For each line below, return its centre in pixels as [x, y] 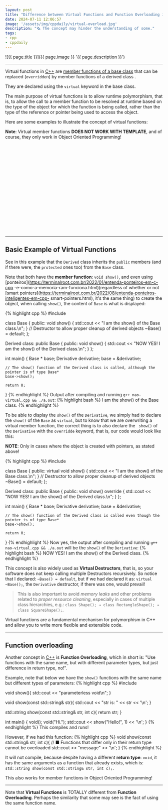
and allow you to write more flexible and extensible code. [64, 625]
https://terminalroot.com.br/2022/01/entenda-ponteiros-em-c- [94, 282]
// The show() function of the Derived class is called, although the [80, 368]
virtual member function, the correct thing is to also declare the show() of [81, 425]
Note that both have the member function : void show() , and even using [79, 277]
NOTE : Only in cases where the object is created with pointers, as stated [80, 446]
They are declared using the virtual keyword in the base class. [70, 86]
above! [12, 451]
